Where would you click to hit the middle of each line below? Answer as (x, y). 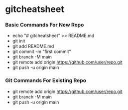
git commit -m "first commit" (42, 51)
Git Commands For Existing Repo (46, 80)
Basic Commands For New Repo (45, 25)
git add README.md (33, 46)
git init (19, 41)
